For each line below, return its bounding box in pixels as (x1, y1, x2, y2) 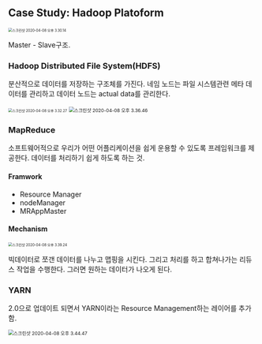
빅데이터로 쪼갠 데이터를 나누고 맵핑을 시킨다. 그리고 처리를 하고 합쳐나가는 (8, 254, 238, 264)
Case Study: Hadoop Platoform (8, 6, 164, 20)
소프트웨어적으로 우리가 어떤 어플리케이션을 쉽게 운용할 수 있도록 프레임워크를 (8, 144, 247, 153)
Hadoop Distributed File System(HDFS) (8, 60, 161, 71)
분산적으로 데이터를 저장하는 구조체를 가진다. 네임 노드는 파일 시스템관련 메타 (8, 79, 245, 89)
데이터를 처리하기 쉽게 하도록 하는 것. (31, 153, 145, 163)
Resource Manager (19, 189, 82, 199)
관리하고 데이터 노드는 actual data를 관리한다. (28, 89, 171, 99)
